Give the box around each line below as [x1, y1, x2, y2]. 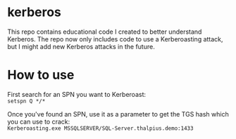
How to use [7, 67, 75, 83]
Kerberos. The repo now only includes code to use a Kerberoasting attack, [7, 34, 223, 43]
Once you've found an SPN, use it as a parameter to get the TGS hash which [7, 110, 229, 118]
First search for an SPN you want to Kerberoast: [7, 90, 147, 98]
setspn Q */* [7, 98, 46, 105]
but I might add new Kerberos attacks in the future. [7, 42, 155, 51]
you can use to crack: [7, 117, 70, 126]
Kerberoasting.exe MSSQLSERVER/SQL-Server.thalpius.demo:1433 [7, 124, 194, 132]
